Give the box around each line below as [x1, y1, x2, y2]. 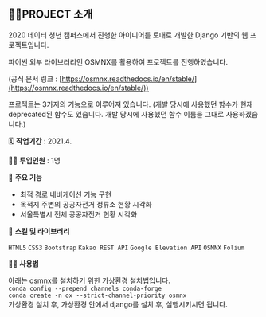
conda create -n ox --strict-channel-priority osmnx [8, 292, 187, 299]
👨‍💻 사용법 [8, 258, 39, 268]
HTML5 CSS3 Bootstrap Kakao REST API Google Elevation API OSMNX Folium [8, 244, 245, 252]
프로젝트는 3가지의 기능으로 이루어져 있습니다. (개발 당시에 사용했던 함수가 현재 [8, 99, 253, 109]
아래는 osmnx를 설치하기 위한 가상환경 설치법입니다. [8, 276, 171, 285]
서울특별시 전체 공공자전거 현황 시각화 [19, 209, 138, 219]
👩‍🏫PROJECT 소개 [8, 7, 93, 22]
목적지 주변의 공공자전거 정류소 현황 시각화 [19, 199, 153, 209]
